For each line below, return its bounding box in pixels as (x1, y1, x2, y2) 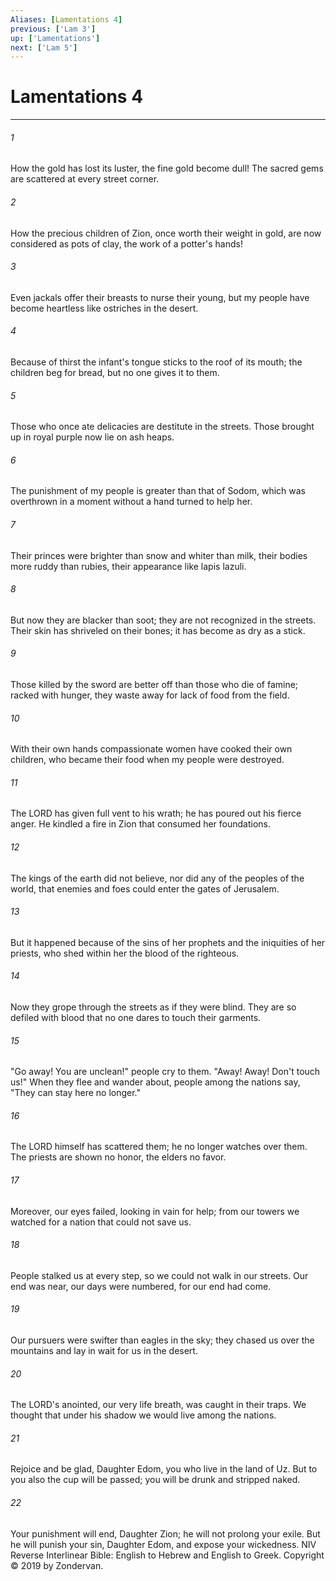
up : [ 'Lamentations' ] (10, 33, 101, 43)
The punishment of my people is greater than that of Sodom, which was (10, 485, 307, 497)
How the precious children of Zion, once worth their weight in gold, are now (10, 227, 322, 239)
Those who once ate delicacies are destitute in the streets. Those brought (10, 421, 315, 433)
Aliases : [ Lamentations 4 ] (10, 14, 123, 25)
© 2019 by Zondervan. (10, 1559, 104, 1571)
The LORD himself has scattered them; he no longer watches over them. (10, 1141, 308, 1153)
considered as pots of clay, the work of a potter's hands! (10, 237, 243, 250)
